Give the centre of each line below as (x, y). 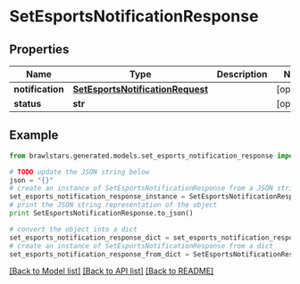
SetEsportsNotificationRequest (140, 89)
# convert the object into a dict (74, 229)
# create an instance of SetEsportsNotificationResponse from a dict (142, 246)
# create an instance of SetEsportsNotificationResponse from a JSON (142, 189)
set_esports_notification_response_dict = (89, 238)
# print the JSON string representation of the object (113, 205)
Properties (39, 49)
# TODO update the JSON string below (79, 172)
